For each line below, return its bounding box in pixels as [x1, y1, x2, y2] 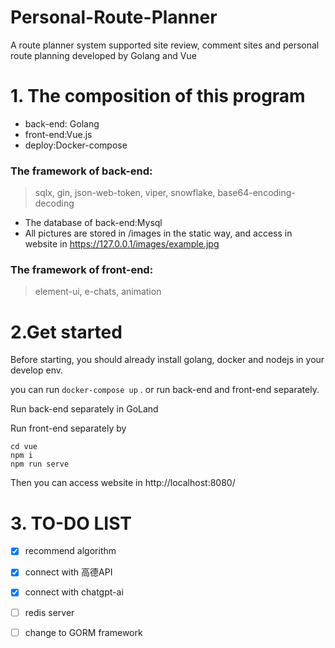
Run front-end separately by [10, 422, 127, 435]
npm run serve [10, 459, 70, 470]
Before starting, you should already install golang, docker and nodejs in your [10, 354, 325, 366]
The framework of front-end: [10, 263, 154, 277]
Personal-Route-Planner [10, 6, 218, 29]
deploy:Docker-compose [24, 139, 128, 151]
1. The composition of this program [10, 85, 306, 108]
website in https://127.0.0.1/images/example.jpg [24, 238, 220, 250]
